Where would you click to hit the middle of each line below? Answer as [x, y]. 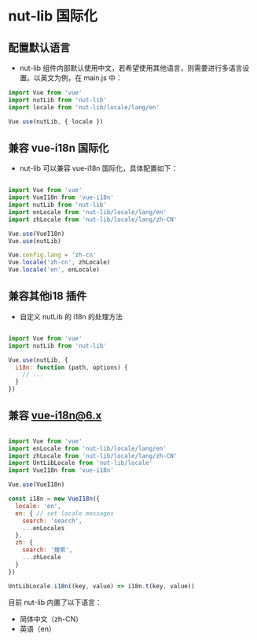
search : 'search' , [52, 521]
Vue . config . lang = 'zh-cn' [52, 255]
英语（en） [38, 628]
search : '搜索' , [48, 550]
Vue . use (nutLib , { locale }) [56, 122]
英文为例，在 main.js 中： [82, 78]
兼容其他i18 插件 [48, 296]
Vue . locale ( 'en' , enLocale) [54, 270]
